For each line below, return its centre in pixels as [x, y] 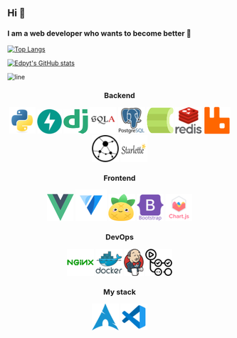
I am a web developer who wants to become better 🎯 [100, 34]
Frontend [120, 178]
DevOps [120, 237]
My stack [120, 292]
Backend [120, 95]
